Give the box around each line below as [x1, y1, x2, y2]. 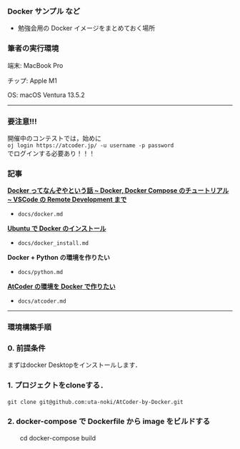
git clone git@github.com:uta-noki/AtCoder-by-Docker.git [7, 398, 184, 405]
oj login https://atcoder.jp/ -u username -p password [7, 141, 174, 149]
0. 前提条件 [7, 343, 46, 353]
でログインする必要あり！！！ [7, 148, 95, 158]
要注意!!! [7, 116, 37, 126]
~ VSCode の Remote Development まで [7, 195, 127, 204]
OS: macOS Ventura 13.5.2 [7, 91, 86, 99]
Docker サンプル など [7, 6, 81, 16]
